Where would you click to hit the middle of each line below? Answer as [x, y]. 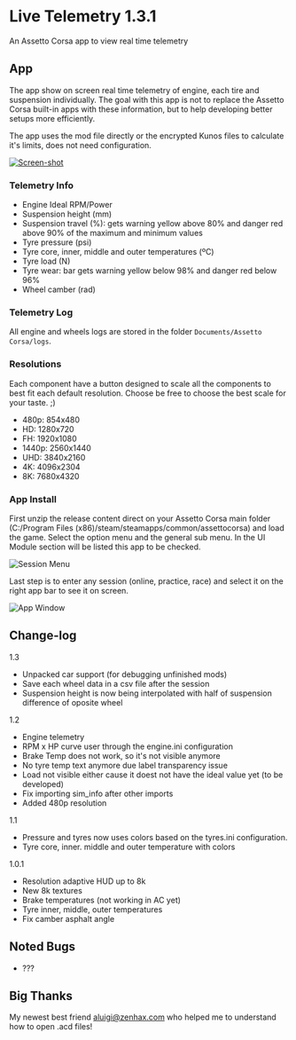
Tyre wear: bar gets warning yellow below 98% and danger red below [149, 271]
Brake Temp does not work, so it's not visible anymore [121, 755]
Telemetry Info [41, 185]
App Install [33, 499]
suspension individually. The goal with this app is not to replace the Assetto [147, 99]
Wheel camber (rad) [58, 289]
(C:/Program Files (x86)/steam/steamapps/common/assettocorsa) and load [147, 528]
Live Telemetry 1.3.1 [83, 16]
